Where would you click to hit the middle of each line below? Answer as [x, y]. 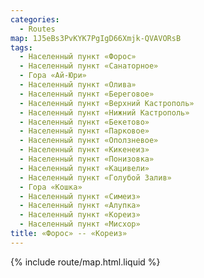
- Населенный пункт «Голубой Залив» [95, 177]
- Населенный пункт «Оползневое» [89, 141]
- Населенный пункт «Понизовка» [87, 159]
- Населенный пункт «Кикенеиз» [84, 150]
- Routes [37, 29]
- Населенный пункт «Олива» [78, 85]
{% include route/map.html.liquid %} [85, 262]
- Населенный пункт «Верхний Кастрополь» [107, 103]
